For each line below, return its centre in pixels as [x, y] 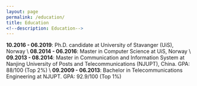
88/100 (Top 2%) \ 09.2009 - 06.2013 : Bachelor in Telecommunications [94, 70]
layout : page [22, 12]
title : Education [28, 23]
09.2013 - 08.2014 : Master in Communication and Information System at [96, 58]
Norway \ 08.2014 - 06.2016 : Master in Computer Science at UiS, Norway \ [99, 52]
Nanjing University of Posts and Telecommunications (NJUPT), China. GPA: [98, 64]
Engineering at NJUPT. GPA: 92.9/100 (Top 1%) [64, 77]
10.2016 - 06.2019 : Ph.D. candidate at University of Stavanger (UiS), [90, 45]
